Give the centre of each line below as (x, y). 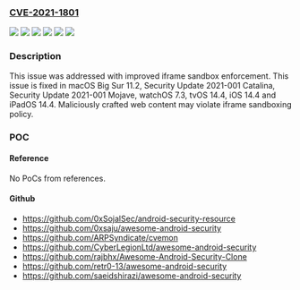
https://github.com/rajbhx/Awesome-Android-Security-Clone (135, 256)
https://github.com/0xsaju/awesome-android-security (122, 228)
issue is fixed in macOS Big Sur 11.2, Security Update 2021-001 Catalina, (142, 85)
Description (35, 56)
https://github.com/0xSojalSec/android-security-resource (129, 218)
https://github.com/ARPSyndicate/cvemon (100, 237)
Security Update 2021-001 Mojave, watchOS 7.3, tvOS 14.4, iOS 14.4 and (142, 95)
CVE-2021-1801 (44, 13)
